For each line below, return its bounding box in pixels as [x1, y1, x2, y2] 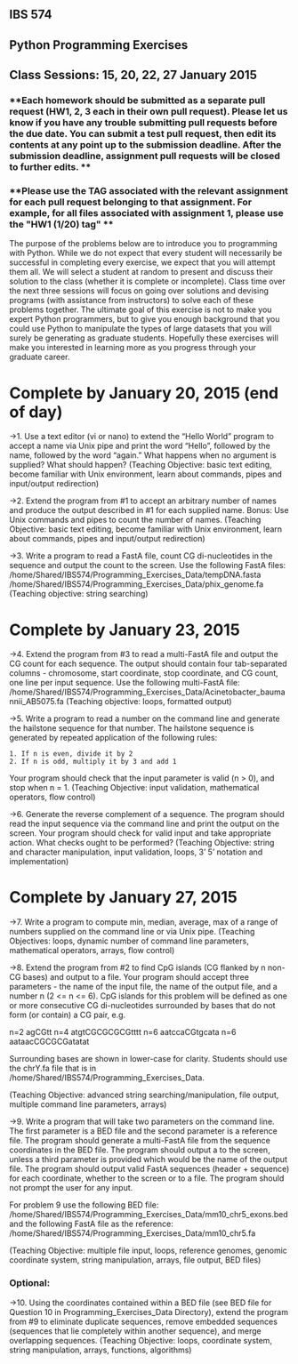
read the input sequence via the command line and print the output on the [9, 818, 280, 830]
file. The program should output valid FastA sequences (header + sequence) [9, 1164, 290, 1175]
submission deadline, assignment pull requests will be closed [9, 150, 280, 163]
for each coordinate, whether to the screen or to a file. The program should [9, 1173, 285, 1183]
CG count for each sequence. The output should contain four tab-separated [9, 658, 287, 670]
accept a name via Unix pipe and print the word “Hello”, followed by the [9, 440, 271, 452]
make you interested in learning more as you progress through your [9, 342, 256, 353]
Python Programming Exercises [9, 37, 189, 52]
